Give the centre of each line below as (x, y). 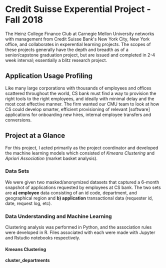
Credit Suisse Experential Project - (78, 9)
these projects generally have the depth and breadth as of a (67, 49)
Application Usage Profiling (49, 76)
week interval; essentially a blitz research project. (56, 60)
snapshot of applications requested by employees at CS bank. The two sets (83, 187)
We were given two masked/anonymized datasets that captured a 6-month (82, 182)
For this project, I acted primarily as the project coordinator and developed (82, 147)
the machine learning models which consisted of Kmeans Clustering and (80, 153)
